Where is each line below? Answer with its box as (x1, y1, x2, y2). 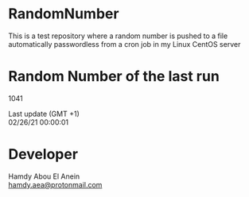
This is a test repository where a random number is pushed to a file (8, 31, 228, 41)
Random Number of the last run (8, 68, 220, 86)
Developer (8, 145, 78, 164)
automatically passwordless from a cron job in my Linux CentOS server (8, 39, 241, 48)
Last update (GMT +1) (8, 109, 80, 118)
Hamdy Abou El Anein (8, 172, 80, 181)
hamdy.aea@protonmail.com (8, 180, 103, 189)
